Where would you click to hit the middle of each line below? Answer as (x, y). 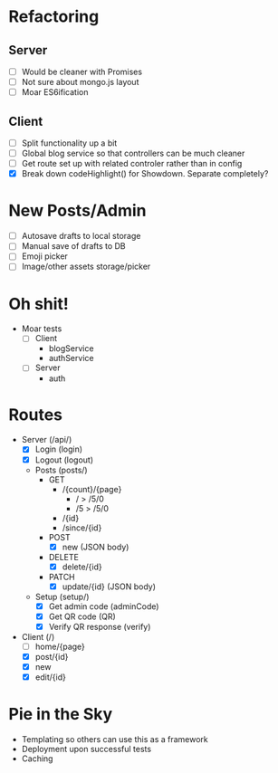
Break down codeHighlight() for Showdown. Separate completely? (145, 174)
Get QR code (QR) (82, 616)
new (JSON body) (96, 547)
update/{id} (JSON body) (109, 587)
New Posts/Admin (77, 211)
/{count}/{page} (92, 489)
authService (71, 358)
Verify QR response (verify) (100, 626)
